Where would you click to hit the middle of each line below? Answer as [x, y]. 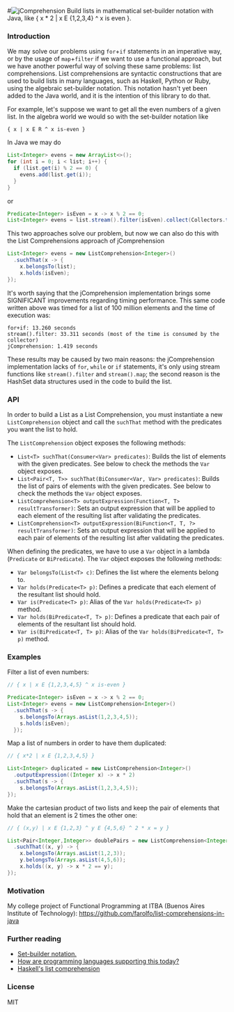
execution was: [29, 315]
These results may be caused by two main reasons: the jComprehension [111, 359]
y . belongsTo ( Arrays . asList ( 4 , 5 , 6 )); [73, 860]
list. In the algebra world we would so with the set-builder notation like [108, 117]
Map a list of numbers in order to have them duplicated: [87, 743]
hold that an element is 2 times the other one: [72, 815]
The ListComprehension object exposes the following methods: [96, 443]
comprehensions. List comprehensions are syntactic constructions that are [115, 74]
